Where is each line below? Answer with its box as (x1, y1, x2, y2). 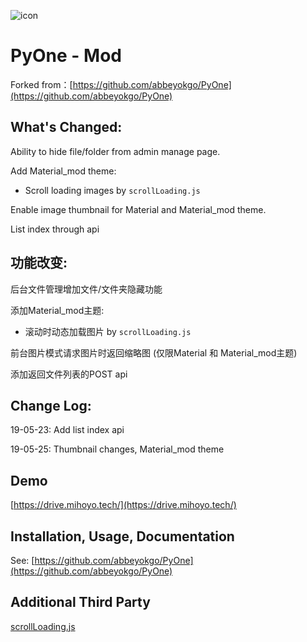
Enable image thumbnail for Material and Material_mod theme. (10, 203, 267, 215)
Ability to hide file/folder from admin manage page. (10, 145, 221, 157)
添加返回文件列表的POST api (10, 368, 128, 380)
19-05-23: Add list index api (10, 424, 125, 436)
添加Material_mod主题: (10, 304, 105, 316)
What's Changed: (10, 119, 123, 136)
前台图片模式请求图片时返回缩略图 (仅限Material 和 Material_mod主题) (10, 346, 298, 359)
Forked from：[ (10, 78, 73, 90)
